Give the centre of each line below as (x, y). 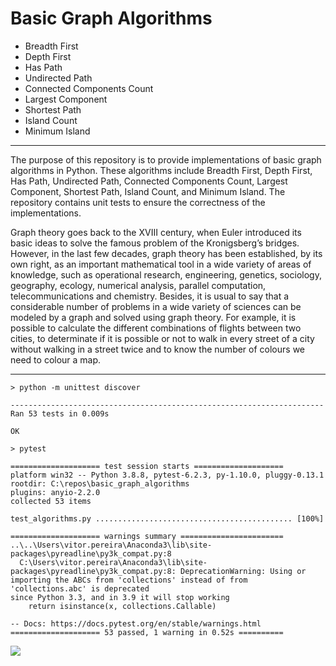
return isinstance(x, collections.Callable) (122, 606)
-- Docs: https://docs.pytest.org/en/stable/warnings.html (136, 623)
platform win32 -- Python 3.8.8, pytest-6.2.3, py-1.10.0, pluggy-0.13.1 (167, 475)
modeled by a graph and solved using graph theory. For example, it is (153, 317)
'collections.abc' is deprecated (80, 588)
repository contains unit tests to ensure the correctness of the (138, 202)
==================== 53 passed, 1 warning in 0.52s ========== (147, 632)
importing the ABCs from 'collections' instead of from (129, 580)
